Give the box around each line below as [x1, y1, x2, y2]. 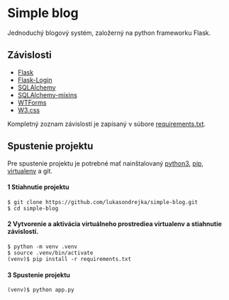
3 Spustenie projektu [7, 270, 71, 279]
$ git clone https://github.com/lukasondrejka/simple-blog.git [7, 198, 199, 205]
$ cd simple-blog [7, 205, 59, 212]
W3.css [17, 105, 40, 114]
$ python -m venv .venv [7, 243, 78, 250]
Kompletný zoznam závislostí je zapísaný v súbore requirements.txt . [7, 119, 206, 128]
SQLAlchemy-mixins [17, 90, 78, 99]
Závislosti [7, 49, 52, 61]
